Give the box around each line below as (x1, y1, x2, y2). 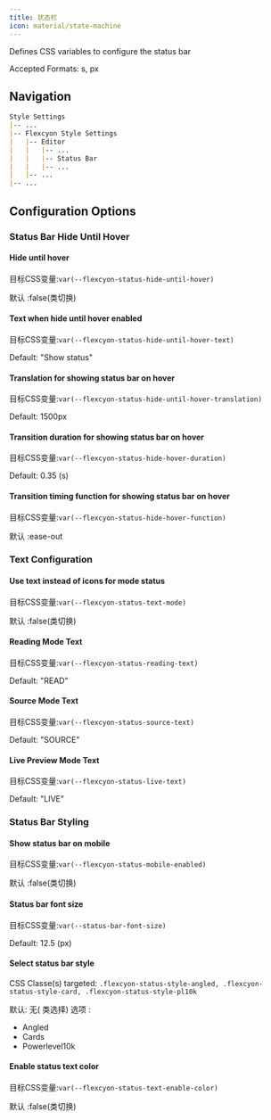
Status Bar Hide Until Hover (9, 230, 130, 243)
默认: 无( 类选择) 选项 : (9, 1004, 92, 1015)
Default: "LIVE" (9, 794, 65, 804)
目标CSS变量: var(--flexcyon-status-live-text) (9, 776, 187, 786)
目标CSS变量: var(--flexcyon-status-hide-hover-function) (9, 512, 226, 523)
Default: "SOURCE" (9, 735, 80, 745)
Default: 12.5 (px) (9, 937, 72, 948)
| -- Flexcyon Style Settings (9, 129, 118, 138)
